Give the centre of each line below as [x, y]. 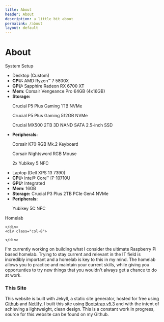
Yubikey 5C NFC [29, 209]
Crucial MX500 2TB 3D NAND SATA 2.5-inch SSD [62, 125]
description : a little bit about [39, 19]
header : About [20, 14]
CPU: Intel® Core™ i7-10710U [41, 178]
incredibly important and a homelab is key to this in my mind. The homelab [80, 259]
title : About [18, 10]
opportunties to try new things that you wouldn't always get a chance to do [81, 270]
